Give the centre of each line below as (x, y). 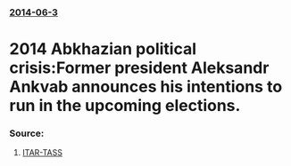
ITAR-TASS (42, 153)
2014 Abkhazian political (103, 49)
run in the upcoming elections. (125, 106)
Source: (27, 133)
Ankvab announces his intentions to (146, 87)
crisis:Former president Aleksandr (139, 68)
